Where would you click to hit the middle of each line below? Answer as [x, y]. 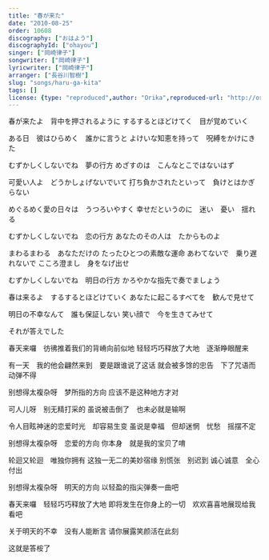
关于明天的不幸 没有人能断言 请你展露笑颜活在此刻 [93, 531]
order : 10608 [30, 30]
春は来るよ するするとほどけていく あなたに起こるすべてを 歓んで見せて [131, 298]
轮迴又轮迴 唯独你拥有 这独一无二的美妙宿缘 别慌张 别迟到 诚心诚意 [123, 460]
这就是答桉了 [29, 548]
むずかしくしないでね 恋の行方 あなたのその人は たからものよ [114, 236]
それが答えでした [36, 331]
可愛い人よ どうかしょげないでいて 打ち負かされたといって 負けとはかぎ [132, 182]
